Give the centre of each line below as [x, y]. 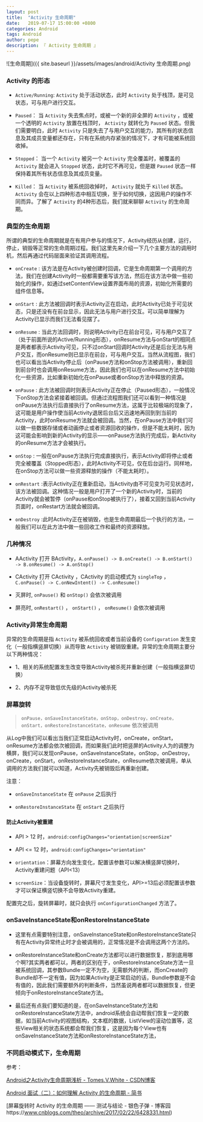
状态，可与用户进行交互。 [47, 103]
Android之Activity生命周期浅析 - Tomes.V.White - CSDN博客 [81, 1080]
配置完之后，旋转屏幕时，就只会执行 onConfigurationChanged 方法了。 [93, 903]
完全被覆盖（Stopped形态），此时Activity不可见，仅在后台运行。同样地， [105, 464]
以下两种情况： [25, 654]
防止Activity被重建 [30, 822]
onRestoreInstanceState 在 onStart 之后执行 [70, 807]
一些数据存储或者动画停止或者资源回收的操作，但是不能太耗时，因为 [110, 428]
